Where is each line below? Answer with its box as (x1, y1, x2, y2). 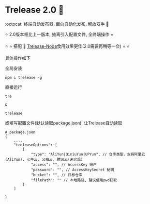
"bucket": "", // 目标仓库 (30, 172, 83, 177)
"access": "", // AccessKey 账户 (30, 162, 97, 167)
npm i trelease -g (5, 75, 42, 80)
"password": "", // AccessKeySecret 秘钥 (30, 167, 115, 172)
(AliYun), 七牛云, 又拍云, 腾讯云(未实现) (5, 157, 83, 162)
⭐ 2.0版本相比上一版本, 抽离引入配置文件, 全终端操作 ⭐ (5, 31, 114, 37)
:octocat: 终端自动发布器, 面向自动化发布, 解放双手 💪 (5, 21, 109, 27)
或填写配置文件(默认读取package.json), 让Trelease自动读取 (5, 120, 122, 126)
